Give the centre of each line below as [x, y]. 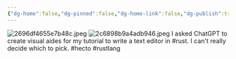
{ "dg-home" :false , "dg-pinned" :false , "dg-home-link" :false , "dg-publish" [114, 14]
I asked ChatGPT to [199, 33]
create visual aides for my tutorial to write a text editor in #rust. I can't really [117, 41]
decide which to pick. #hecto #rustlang [64, 48]
